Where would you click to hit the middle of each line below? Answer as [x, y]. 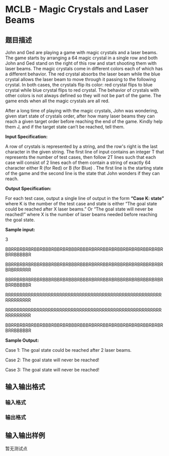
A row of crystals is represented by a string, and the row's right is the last [81, 146]
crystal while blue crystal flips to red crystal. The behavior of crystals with [82, 90]
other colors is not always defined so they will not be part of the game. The [83, 95]
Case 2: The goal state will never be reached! [52, 360]
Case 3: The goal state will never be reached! [52, 370]
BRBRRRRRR [18, 270]
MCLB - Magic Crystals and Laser [77, 9]
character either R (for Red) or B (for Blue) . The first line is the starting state [84, 168]
